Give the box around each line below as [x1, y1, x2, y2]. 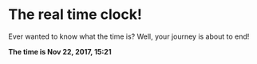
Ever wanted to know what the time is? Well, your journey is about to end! [8, 32, 250, 41]
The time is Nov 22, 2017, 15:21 [8, 47, 112, 56]
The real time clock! [8, 6, 142, 24]
